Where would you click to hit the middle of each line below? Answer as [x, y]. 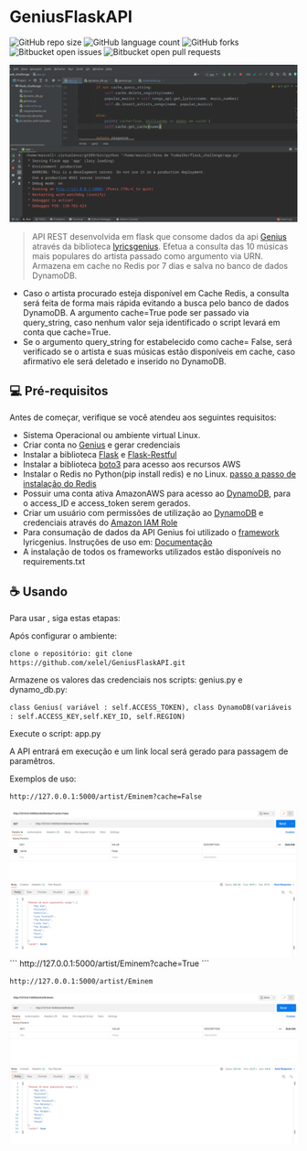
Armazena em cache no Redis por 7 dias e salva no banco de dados [160, 265]
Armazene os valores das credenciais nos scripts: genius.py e [126, 680]
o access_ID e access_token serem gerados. [106, 503]
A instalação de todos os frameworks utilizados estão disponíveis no [152, 552]
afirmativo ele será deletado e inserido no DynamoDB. [124, 361]
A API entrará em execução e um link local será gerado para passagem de [149, 751]
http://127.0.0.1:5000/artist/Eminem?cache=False [106, 797]
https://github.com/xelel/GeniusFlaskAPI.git [97, 663]
